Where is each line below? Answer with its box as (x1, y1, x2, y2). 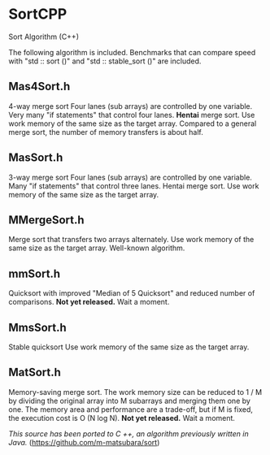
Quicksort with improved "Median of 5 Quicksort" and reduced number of (8, 288, 255, 298)
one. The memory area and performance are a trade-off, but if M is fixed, (8, 404, 254, 414)
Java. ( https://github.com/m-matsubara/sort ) (8, 437, 160, 447)
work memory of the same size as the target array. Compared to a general (8, 119, 257, 128)
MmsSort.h (8, 320, 67, 334)
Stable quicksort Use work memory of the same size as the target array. (8, 342, 250, 352)
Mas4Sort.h (8, 80, 71, 93)
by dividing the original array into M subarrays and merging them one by (8, 396, 250, 405)
